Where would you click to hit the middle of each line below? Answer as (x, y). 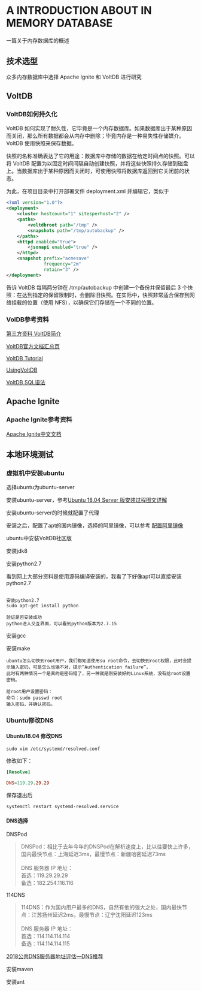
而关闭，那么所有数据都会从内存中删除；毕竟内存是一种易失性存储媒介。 (95, 136)
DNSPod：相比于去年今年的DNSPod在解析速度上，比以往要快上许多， (107, 847)
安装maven (20, 969)
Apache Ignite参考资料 (39, 420)
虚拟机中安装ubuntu (35, 473)
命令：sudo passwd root (34, 698)
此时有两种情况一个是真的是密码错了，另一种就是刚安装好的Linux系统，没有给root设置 (98, 674)
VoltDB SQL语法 (26, 382)
